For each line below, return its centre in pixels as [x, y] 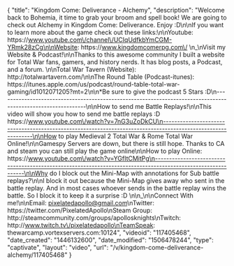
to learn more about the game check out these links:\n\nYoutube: [100, 32]
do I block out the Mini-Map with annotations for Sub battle [134, 173]
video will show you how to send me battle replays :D [84, 114]
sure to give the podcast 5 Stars [158, 91]
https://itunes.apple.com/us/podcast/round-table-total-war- [94, 84]
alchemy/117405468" [37, 255]
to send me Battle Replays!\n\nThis [161, 106]
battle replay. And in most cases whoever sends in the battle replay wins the [117, 188]
